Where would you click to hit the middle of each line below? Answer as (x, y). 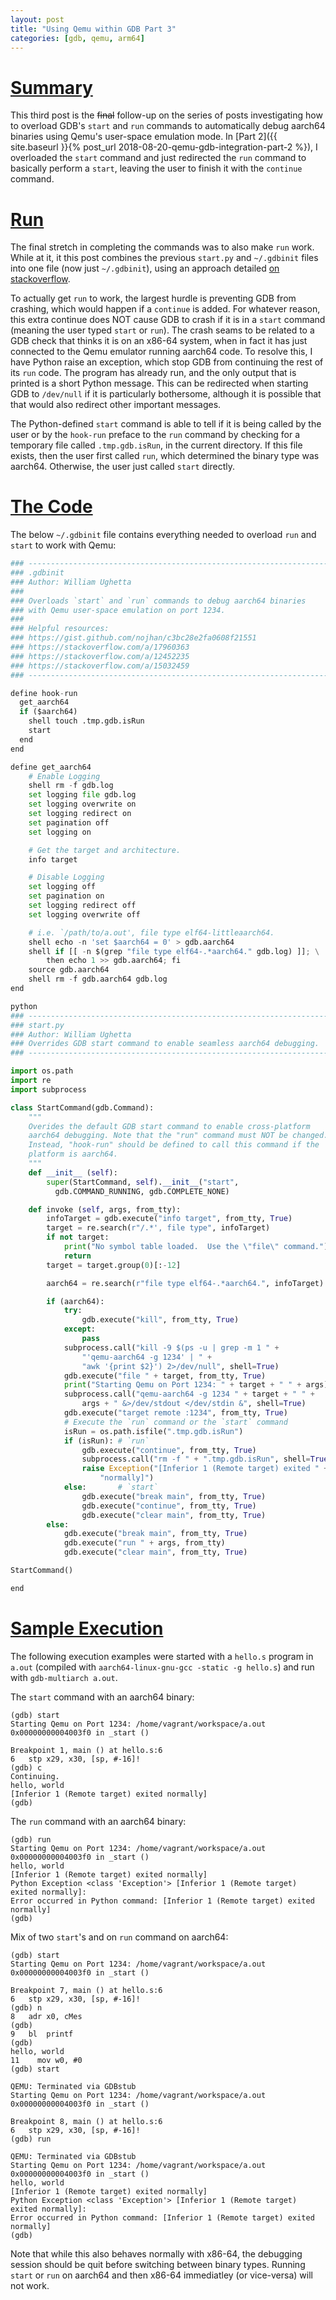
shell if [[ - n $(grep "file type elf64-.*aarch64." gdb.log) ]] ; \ (174, 951)
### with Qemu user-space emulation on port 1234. (118, 610)
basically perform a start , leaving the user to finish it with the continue (156, 168)
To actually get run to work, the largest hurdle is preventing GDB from (153, 298)
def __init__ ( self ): (73, 1172)
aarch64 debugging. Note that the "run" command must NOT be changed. (178, 1136)
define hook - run (44, 693)
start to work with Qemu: (63, 545)
